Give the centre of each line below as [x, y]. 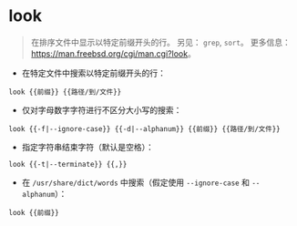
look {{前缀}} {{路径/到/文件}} [65, 92]
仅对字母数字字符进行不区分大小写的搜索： [102, 109]
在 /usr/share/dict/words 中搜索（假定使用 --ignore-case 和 [135, 182]
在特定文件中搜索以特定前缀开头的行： [93, 73]
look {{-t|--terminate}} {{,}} [68, 164]
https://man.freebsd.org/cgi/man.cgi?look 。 [113, 53]
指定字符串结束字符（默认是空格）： [87, 147]
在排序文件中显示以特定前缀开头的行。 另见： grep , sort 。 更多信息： [160, 42]
